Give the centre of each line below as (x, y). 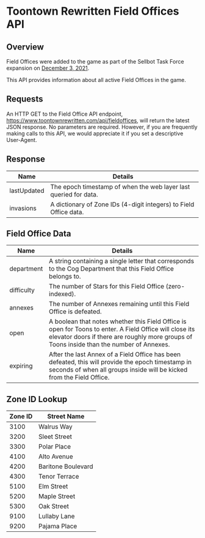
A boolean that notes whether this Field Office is (117, 321)
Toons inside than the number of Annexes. (109, 345)
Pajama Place (58, 526)
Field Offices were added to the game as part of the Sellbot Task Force (95, 62)
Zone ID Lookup (37, 399)
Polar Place (55, 447)
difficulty (22, 290)
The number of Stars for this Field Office (106, 286)
